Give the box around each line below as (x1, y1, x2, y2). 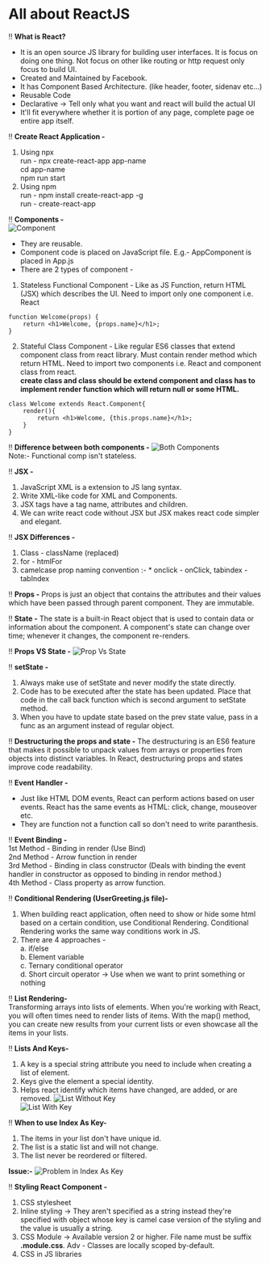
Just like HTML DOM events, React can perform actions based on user (19, 793, 255, 803)
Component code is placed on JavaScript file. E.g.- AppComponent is (19, 247, 252, 257)
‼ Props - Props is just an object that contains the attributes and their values (8, 589, 262, 599)
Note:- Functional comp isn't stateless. (8, 450, 137, 461)
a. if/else (19, 943, 49, 953)
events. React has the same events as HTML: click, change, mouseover (19, 802, 258, 812)
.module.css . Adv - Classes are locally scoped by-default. (19, 1240, 215, 1250)
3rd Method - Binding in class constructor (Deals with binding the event (8, 860, 246, 870)
